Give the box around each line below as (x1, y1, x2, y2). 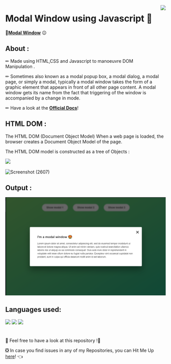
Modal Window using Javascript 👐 (5, 13, 153, 24)
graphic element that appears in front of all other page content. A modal (5, 84, 156, 90)
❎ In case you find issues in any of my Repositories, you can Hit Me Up (5, 347, 154, 353)
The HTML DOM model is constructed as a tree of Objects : (5, 148, 130, 154)
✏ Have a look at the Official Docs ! (5, 105, 79, 111)
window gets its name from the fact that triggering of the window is (5, 89, 147, 95)
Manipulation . (5, 63, 35, 69)
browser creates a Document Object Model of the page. (5, 138, 123, 145)
